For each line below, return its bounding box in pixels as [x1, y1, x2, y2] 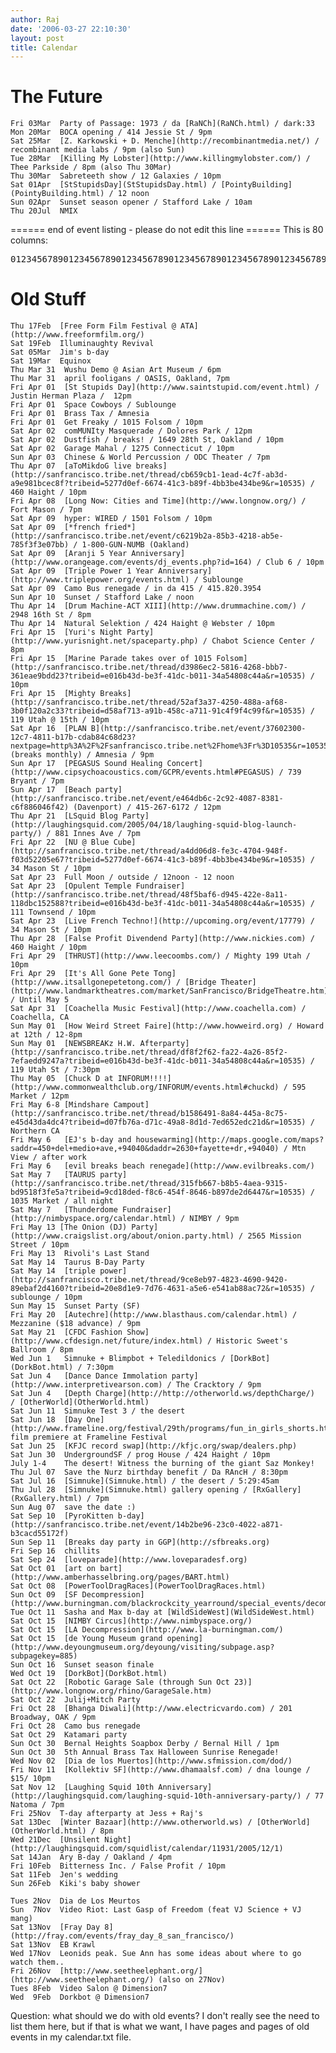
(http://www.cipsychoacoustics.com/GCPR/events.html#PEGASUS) [10, 767, 275, 778]
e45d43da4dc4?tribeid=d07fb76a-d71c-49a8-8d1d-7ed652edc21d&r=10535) [10, 1117, 307, 1128]
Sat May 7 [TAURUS [10, 1170, 97, 1180]
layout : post [10, 33, 65, 43]
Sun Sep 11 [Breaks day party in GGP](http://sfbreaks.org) [10, 1537, 271, 1548]
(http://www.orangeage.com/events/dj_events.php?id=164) [10, 557, 253, 568]
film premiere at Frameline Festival [10, 1432, 168, 1443]
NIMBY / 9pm [189, 1214, 240, 1224]
